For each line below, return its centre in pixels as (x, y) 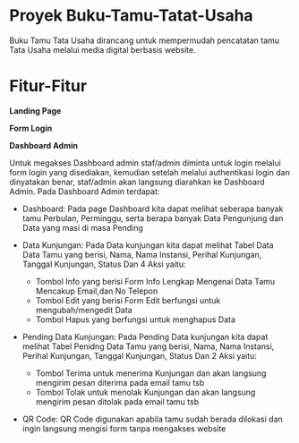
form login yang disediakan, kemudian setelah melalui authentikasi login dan (150, 172)
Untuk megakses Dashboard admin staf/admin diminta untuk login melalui (145, 163)
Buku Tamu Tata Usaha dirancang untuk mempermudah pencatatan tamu (145, 40)
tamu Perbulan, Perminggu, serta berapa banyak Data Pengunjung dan (153, 218)
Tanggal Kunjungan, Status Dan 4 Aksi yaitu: (104, 264)
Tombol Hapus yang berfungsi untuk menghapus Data (135, 319)
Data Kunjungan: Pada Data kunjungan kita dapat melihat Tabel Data (148, 245)
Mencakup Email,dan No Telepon (97, 291)
